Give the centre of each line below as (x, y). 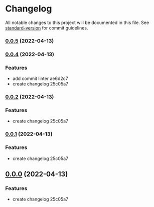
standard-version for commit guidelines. (47, 27)
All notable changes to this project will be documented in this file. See (77, 22)
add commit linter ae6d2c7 (40, 78)
